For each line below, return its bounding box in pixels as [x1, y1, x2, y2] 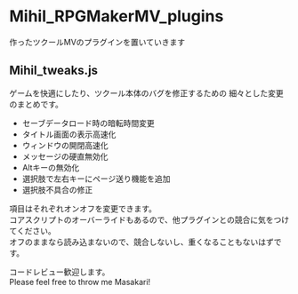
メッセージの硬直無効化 [21, 151, 109, 162]
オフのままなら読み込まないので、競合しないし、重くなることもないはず [9, 236, 274, 247]
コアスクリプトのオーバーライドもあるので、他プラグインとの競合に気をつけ [9, 214, 290, 225]
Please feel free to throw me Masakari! [9, 276, 151, 287]
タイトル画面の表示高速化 [21, 129, 117, 139]
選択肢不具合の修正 [21, 184, 93, 195]
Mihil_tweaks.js [9, 63, 99, 78]
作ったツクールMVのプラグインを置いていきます [9, 36, 185, 47]
